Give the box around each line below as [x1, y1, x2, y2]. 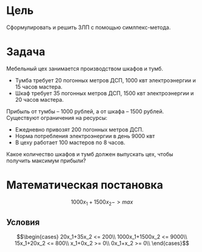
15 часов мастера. [15, 83, 62, 90]
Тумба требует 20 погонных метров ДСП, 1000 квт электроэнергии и [15, 76, 196, 84]
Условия [6, 217, 40, 227]
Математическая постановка [6, 178, 164, 192]
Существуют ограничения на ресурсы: [6, 114, 108, 121]
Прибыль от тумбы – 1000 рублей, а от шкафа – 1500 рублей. [6, 107, 164, 115]
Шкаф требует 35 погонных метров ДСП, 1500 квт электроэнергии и [15, 89, 194, 97]
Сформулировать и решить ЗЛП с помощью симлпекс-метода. [6, 24, 171, 31]
